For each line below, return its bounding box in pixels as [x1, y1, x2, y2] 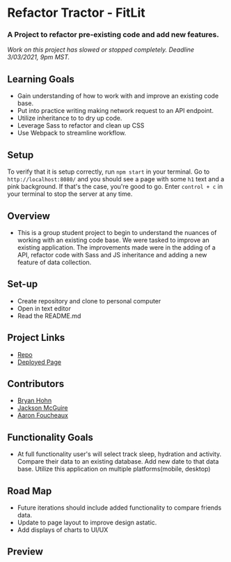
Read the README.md [17, 312, 81, 320]
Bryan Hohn [17, 396, 52, 405]
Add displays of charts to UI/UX [17, 525, 109, 534]
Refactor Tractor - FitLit [7, 5, 146, 21]
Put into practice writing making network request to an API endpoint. [17, 107, 214, 115]
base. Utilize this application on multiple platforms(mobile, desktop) [17, 465, 211, 473]
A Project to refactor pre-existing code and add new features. [7, 30, 219, 40]
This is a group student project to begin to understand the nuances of [17, 228, 217, 236]
